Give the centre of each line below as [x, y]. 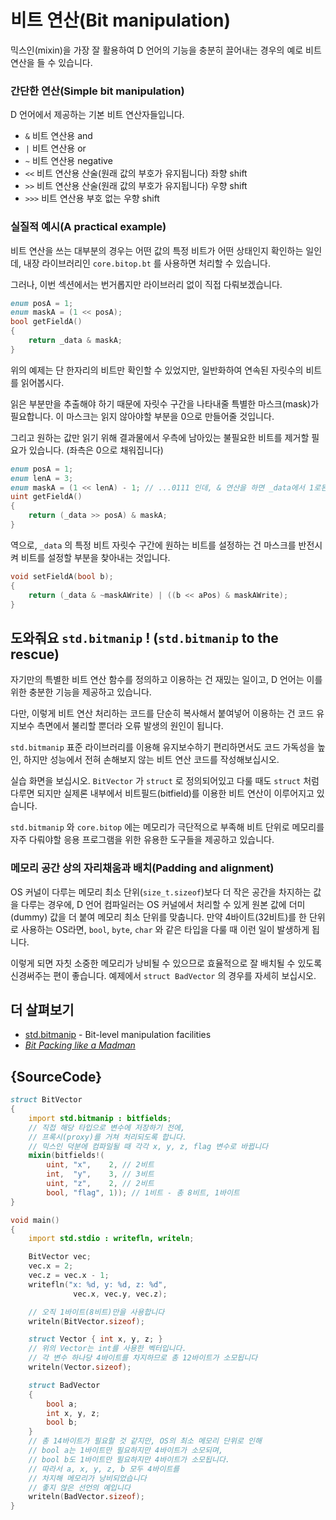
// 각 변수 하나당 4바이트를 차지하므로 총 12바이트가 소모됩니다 [143, 1358]
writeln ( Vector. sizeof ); [80, 1367]
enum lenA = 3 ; [42, 478]
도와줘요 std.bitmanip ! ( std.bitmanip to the [144, 637]
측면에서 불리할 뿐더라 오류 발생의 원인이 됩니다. [130, 726]
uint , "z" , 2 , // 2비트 [100, 1184]
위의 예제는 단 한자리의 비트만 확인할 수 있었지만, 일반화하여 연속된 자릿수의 [157, 370]
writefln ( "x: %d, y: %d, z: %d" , [98, 1284]
